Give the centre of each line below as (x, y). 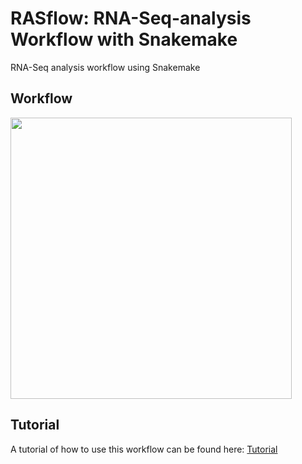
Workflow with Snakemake (124, 39)
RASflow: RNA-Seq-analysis (131, 18)
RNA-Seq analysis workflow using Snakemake (105, 67)
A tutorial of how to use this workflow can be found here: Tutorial (144, 449)
